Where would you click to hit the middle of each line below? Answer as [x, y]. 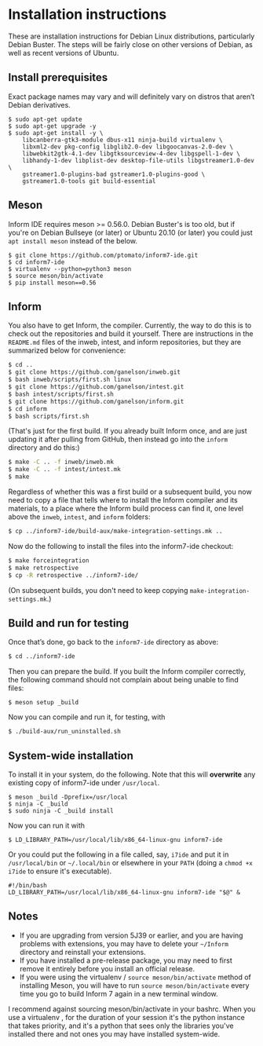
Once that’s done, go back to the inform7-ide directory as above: [113, 642]
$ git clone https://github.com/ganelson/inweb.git [94, 372]
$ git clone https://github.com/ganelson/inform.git [96, 401]
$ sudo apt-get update [45, 119]
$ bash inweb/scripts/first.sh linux [70, 380]
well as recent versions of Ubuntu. [64, 53]
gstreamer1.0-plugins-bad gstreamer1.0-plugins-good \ [114, 174]
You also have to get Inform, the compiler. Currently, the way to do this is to [130, 326]
